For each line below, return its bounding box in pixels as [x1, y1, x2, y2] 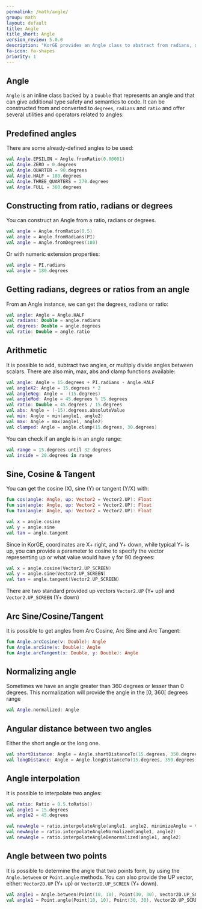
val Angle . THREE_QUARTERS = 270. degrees [6, 178, 109, 184]
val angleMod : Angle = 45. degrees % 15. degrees [6, 396, 128, 402]
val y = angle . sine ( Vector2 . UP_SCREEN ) [6, 571, 106, 577]
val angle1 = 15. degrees [6, 807, 69, 813]
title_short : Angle [6, 31, 55, 37]
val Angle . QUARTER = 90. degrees [6, 167, 87, 173]
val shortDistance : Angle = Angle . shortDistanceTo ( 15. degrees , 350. [6, 751, 182, 757]
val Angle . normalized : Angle [6, 707, 79, 713]
